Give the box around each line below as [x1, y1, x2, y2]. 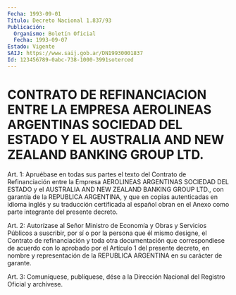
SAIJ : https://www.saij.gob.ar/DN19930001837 [7, 50, 143, 57]
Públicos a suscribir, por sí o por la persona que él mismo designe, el [7, 229, 207, 237]
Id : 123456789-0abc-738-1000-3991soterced [7, 56, 134, 64]
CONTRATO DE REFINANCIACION [7, 86, 207, 102]
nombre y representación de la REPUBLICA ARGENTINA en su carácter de [7, 251, 223, 260]
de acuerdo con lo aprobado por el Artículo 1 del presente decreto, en [7, 243, 210, 252]
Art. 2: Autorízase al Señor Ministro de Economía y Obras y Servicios [7, 221, 207, 229]
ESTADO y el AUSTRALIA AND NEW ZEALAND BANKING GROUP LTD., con [7, 185, 224, 193]
